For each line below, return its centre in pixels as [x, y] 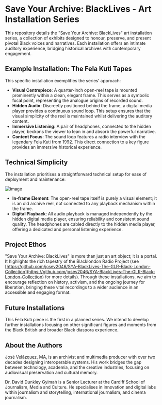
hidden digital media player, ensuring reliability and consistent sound [81, 219]
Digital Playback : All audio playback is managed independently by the [82, 213]
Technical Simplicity [36, 163]
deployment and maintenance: [35, 179]
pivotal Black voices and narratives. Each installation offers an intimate [75, 43]
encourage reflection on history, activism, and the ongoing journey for [75, 282]
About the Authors [34, 345]
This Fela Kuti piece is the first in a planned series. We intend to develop [77, 320]
